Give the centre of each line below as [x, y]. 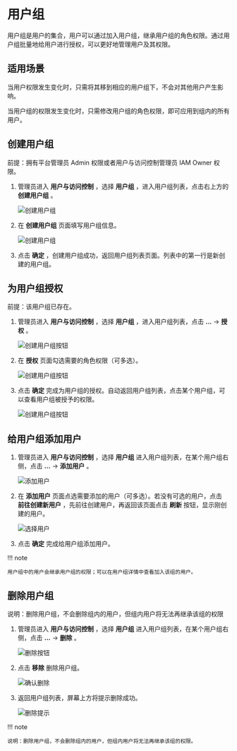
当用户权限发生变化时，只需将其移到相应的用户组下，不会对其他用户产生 [112, 87]
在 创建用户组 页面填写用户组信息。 [69, 225]
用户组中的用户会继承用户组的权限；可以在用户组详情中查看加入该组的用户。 [102, 572]
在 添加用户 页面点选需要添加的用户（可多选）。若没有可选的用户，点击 [120, 496]
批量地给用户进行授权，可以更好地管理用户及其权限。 [97, 44]
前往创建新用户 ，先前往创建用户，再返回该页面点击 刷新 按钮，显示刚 [119, 505]
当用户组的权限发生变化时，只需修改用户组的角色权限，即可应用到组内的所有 [119, 111]
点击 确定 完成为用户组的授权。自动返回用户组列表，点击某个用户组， [118, 391]
